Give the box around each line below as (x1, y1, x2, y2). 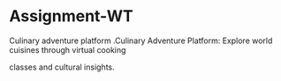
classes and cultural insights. (9, 62, 115, 72)
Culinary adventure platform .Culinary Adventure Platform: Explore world (9, 35, 273, 46)
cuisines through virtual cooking (9, 44, 126, 55)
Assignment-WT (9, 6, 134, 26)
